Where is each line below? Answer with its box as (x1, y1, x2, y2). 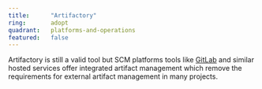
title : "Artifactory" (8, 11, 97, 20)
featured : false (8, 33, 69, 42)
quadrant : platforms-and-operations (8, 26, 136, 34)
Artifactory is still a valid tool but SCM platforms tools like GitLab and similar (8, 55, 255, 65)
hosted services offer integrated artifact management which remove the (8, 64, 242, 73)
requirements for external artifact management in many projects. (8, 72, 219, 81)
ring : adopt (8, 19, 69, 27)
